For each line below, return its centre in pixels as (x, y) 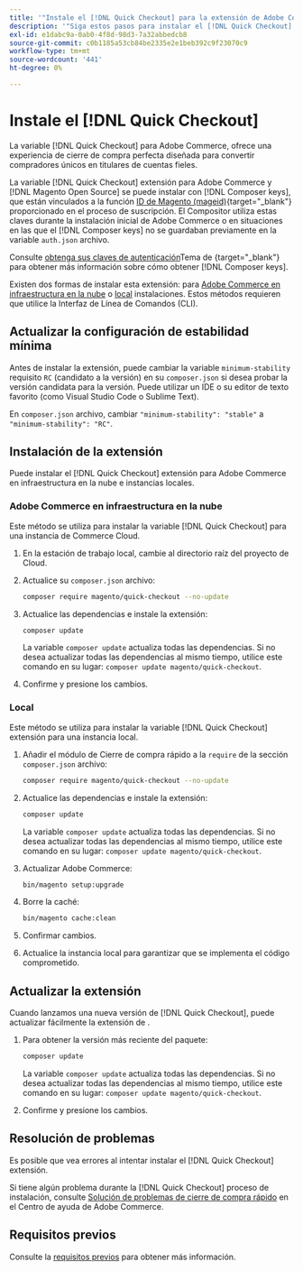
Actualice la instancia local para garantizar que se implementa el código (156, 953)
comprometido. (50, 962)
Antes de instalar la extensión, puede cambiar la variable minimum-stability (150, 367)
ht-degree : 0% (36, 69)
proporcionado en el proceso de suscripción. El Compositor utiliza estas (143, 211)
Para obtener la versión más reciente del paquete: (115, 1040)
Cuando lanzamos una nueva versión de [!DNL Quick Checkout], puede (142, 1013)
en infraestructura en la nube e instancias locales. (102, 483)
